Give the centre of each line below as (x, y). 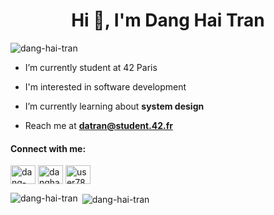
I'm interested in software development (105, 86)
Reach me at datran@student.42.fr (98, 125)
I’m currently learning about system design (114, 106)
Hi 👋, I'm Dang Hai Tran (168, 20)
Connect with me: (48, 148)
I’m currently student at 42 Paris (91, 67)
